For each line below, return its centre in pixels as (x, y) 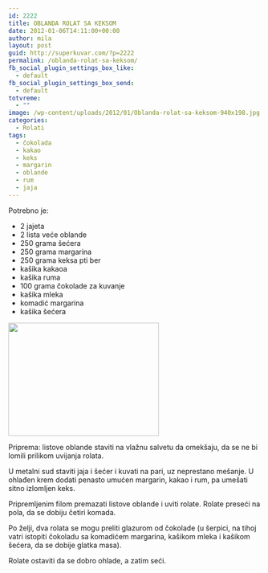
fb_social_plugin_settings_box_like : (71, 68)
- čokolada (34, 143)
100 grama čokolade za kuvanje (72, 285)
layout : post (30, 46)
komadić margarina (52, 303)
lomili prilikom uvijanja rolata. (56, 456)
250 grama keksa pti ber (61, 260)
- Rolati (30, 128)
